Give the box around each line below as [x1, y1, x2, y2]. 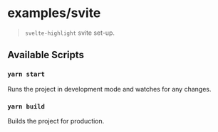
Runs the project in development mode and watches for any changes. [7, 84, 212, 93]
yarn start [7, 70, 45, 79]
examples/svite [7, 5, 101, 21]
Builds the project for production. [7, 116, 105, 125]
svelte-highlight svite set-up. [24, 28, 115, 37]
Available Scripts [7, 49, 84, 61]
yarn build [7, 102, 45, 111]
